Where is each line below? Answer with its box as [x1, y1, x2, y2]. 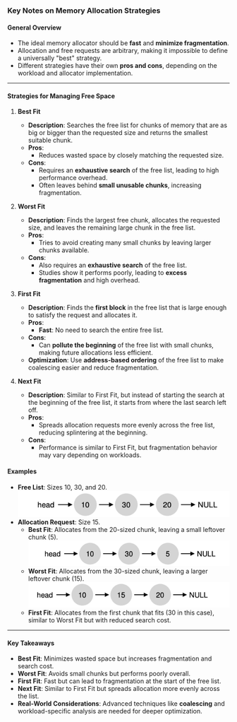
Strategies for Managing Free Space [7, 91, 115, 100]
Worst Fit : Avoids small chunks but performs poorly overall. [17, 670, 191, 678]
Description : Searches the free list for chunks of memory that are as [28, 121, 228, 129]
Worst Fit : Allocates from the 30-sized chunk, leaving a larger [28, 567, 208, 576]
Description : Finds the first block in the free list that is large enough [28, 303, 227, 312]
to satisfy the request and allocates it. [28, 311, 138, 319]
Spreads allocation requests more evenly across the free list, [38, 421, 215, 430]
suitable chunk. [28, 136, 73, 145]
